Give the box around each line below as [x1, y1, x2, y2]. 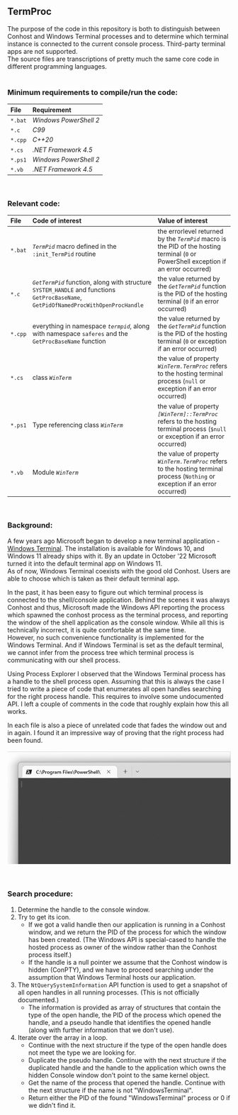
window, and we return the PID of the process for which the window [28, 928, 227, 936]
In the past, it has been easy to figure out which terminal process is [7, 588, 204, 596]
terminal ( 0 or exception [157, 337, 227, 346]
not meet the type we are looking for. [28, 1048, 137, 1057]
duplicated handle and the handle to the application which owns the [28, 1063, 227, 1072]
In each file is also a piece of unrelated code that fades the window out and [7, 721, 227, 729]
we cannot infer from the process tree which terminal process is [7, 648, 195, 656]
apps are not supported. [7, 47, 78, 55]
